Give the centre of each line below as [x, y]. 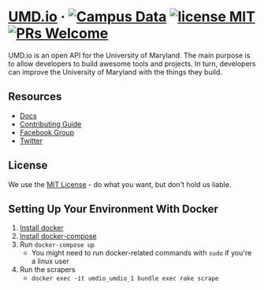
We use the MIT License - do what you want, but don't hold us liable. [120, 184]
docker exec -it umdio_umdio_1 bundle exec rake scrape [125, 279]
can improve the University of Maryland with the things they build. [115, 72]
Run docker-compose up [57, 244]
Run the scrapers [48, 270]
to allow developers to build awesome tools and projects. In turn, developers [132, 64]
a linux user [50, 261]
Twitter [31, 141]
